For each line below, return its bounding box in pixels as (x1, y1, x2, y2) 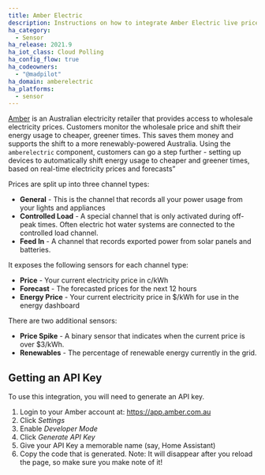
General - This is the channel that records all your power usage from (19, 195, 243, 204)
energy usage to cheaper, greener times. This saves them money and (8, 131, 234, 140)
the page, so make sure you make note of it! (19, 458, 163, 467)
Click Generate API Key (19, 432, 96, 442)
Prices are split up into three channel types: (8, 179, 150, 189)
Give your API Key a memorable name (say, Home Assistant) (19, 441, 216, 451)
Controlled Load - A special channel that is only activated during (19, 211, 230, 221)
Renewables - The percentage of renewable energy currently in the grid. (19, 348, 257, 357)
